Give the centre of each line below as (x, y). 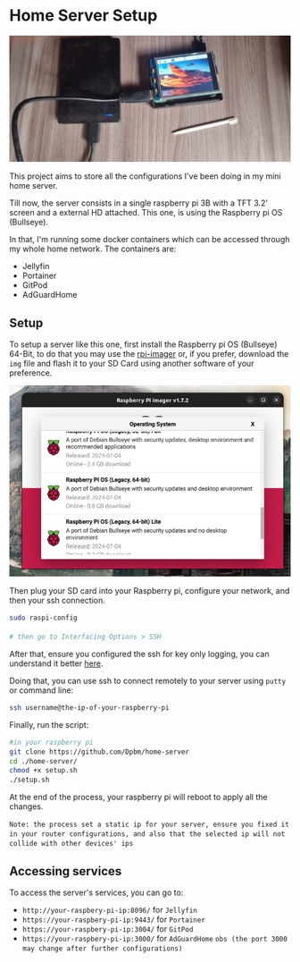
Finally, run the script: (49, 724)
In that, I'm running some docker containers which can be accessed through (150, 240)
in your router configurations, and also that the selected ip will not (147, 834)
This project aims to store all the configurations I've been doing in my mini (145, 176)
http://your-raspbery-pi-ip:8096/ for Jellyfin (110, 910)
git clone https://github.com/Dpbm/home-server (100, 752)
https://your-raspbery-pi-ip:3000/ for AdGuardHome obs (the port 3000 (154, 939)
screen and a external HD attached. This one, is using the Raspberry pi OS (146, 213)
